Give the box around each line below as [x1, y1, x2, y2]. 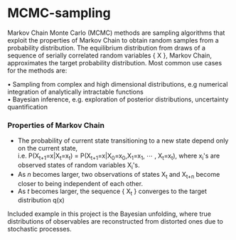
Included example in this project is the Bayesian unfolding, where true [7, 209, 212, 218]
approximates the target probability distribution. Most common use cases [7, 58, 222, 67]
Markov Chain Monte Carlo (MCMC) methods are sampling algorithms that [7, 28, 225, 37]
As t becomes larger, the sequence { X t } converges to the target [17, 187, 208, 197]
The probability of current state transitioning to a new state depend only [17, 136, 229, 145]
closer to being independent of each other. [17, 179, 144, 187]
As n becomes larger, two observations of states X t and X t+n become [17, 170, 220, 180]
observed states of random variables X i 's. [17, 161, 140, 171]
